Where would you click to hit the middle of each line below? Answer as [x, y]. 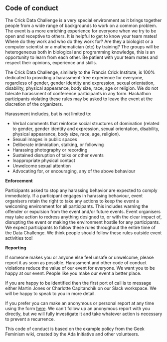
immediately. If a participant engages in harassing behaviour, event [74, 195]
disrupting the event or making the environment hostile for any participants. [83, 222]
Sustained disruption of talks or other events [58, 155]
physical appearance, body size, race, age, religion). [66, 134]
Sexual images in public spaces [45, 139]
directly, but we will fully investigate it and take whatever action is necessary [84, 314]
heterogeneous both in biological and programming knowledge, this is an [80, 52]
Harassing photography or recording [50, 150]
